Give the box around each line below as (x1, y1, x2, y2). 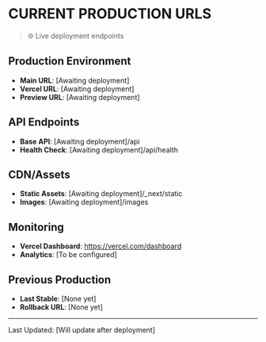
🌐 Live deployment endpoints (27, 31, 124, 40)
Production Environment (8, 55, 131, 68)
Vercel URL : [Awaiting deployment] (19, 84, 135, 94)
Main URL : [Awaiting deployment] (19, 75, 130, 85)
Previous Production (8, 273, 112, 286)
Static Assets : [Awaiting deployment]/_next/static (19, 189, 183, 198)
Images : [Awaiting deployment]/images (19, 198, 149, 207)
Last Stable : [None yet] (19, 294, 97, 303)
